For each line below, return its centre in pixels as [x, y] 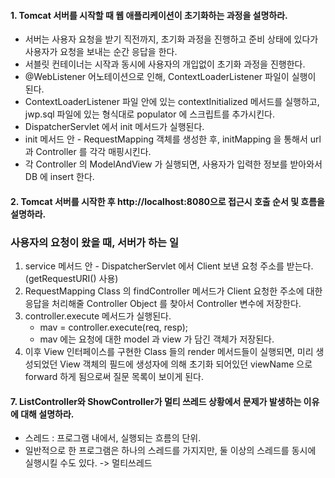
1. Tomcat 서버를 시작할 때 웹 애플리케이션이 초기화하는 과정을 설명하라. [149, 15]
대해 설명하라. [47, 414]
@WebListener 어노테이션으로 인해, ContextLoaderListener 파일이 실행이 [170, 77]
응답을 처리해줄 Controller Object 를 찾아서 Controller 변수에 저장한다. [163, 304]
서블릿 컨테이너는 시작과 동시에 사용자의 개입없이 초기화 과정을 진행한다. [165, 64]
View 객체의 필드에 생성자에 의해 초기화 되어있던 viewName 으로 [186, 364]
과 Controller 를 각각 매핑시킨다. [88, 152]
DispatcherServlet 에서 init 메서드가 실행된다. [114, 127]
